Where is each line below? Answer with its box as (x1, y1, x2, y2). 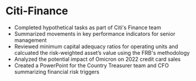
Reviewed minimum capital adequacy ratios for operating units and (14, 43, 178, 50)
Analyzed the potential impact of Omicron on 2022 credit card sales (14, 55, 181, 63)
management (14, 36, 47, 43)
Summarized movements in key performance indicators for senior (14, 30, 176, 37)
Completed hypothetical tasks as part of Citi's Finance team (14, 24, 161, 31)
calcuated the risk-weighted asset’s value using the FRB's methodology (14, 49, 190, 56)
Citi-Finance (5, 4, 69, 18)
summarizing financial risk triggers (14, 68, 99, 75)
